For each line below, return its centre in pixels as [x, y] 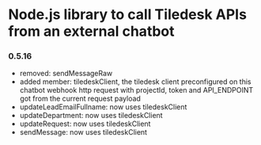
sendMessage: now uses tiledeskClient [83, 132]
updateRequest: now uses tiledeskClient [85, 124]
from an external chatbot [92, 31]
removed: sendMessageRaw [66, 74]
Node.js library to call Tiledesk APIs [128, 15]
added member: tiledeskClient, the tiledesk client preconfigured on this [135, 82]
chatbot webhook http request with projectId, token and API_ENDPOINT [136, 90]
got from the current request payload [80, 99]
